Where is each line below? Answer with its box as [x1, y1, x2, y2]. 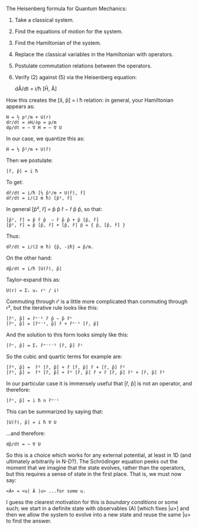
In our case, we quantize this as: [6, 135, 85, 142]
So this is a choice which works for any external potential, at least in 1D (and [6, 452, 191, 459]
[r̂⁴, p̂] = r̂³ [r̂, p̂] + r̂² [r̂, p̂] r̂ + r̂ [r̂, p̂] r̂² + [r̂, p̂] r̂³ [6, 369, 165, 375]
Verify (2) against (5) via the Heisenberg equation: [14, 74, 137, 80]
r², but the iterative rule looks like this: [6, 304, 99, 311]
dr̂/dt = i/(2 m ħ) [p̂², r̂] [6, 195, 73, 201]
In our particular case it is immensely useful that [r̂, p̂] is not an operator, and [6, 380, 192, 387]
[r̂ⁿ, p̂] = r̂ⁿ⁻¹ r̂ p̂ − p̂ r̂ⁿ [6, 316, 73, 322]
